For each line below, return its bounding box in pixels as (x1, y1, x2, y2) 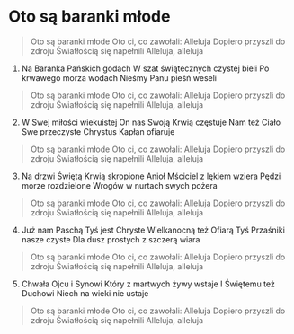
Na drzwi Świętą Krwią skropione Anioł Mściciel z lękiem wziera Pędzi (21, 171, 281, 181)
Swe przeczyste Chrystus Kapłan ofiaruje (21, 126, 175, 136)
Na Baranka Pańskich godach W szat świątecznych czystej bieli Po (21, 63, 270, 74)
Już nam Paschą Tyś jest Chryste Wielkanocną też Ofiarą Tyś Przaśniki (21, 224, 285, 235)
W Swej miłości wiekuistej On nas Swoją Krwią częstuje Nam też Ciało (21, 117, 281, 127)
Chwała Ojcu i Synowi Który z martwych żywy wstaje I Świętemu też (21, 278, 275, 289)
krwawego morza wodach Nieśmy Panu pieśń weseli (21, 72, 218, 83)
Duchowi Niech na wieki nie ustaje (21, 287, 149, 298)
